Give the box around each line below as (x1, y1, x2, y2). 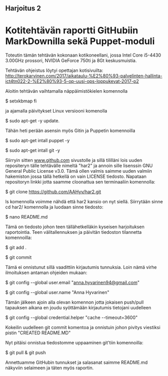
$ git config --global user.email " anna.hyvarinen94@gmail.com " (5, 280, 140, 286)
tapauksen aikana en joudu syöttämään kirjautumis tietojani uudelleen (5, 305, 151, 311)
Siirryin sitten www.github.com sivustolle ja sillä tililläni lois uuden (5, 157, 143, 164)
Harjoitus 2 (5, 4, 41, 13)
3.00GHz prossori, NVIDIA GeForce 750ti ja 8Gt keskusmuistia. (5, 58, 137, 64)
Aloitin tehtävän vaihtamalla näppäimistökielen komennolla (5, 88, 128, 94)
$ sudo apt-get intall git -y (5, 147, 60, 153)
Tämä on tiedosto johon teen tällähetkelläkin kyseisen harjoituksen (5, 224, 145, 230)
